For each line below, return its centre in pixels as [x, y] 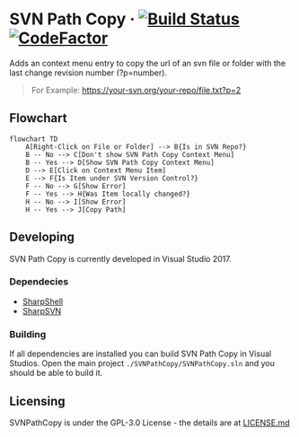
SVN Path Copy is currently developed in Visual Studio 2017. [120, 258]
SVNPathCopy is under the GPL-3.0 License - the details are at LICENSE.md [149, 423]
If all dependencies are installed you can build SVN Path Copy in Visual [141, 354]
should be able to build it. [56, 373]
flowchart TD [34, 139]
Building [28, 334]
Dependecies [39, 282]
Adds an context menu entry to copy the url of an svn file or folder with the [148, 63]
